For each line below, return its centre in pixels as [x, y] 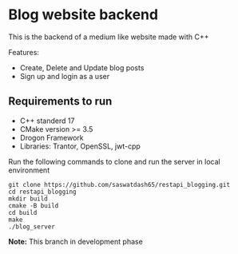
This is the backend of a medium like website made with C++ [109, 37]
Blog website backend [83, 15]
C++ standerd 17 [47, 121]
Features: [24, 52]
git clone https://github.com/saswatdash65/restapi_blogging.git [119, 185]
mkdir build [28, 198]
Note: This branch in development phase [76, 241]
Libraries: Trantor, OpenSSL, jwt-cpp [80, 146]
